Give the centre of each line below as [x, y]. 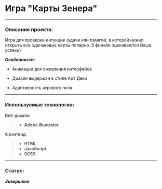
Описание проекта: [29, 29]
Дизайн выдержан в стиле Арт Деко [50, 78]
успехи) [13, 50]
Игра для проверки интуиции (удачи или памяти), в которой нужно [74, 40]
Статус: [14, 171]
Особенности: [20, 60]
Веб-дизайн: [18, 115]
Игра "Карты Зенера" [51, 8]
